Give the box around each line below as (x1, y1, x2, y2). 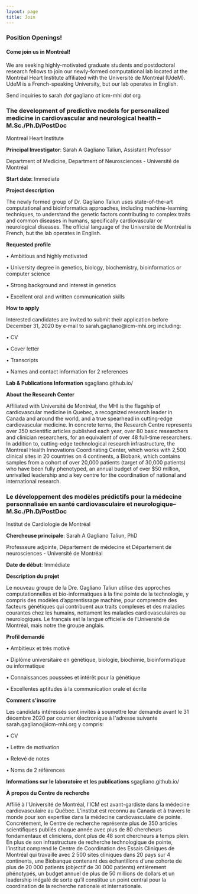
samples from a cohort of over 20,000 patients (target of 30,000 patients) (6, 459, 186, 466)
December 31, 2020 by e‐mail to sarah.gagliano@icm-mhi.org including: (6, 322, 181, 329)
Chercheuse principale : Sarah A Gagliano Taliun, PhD (6, 532, 138, 539)
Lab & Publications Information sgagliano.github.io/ (6, 379, 133, 386)
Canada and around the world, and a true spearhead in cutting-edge (6, 415, 173, 422)
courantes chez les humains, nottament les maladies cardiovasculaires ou (6, 609, 186, 616)
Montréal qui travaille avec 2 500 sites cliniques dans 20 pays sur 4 (6, 851, 171, 859)
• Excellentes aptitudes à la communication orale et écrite (6, 685, 147, 693)
